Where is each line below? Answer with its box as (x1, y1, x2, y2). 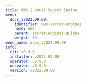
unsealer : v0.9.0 (10, 63, 46, 68)
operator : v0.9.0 (10, 59, 46, 64)
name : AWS (14, 26, 35, 31)
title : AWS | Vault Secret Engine (5, 7, 78, 13)
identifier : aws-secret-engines (14, 21, 82, 27)
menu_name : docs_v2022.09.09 (5, 40, 66, 45)
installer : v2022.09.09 (10, 54, 59, 59)
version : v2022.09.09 (10, 68, 55, 73)
